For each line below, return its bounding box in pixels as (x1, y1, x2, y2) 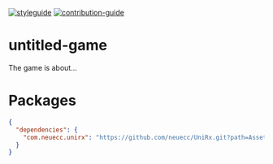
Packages (8, 92, 77, 110)
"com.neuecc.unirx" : (23, 133, 93, 141)
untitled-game (8, 37, 108, 54)
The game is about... (8, 63, 77, 72)
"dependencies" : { (15, 126, 79, 134)
